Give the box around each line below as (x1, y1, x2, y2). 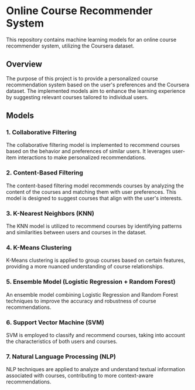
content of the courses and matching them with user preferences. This (6, 188, 177, 195)
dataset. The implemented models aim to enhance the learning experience (6, 87, 186, 95)
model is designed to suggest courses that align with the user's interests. (6, 194, 183, 201)
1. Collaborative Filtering (6, 128, 77, 136)
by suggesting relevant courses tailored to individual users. (6, 93, 149, 100)
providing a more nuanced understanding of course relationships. (6, 263, 165, 270)
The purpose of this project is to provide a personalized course (6, 75, 158, 82)
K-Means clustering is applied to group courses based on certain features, (6, 257, 186, 264)
